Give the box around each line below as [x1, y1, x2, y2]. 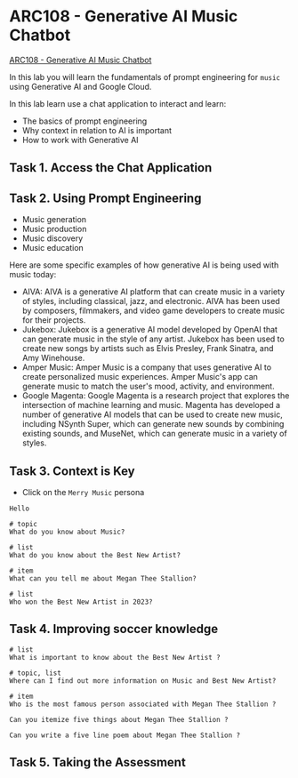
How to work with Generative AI [21, 134, 140, 145]
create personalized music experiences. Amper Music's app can [21, 372, 258, 382]
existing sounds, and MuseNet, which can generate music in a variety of [21, 429, 287, 439]
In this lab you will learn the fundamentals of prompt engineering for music [9, 71, 281, 82]
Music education [21, 243, 85, 253]
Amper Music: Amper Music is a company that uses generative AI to [21, 362, 272, 373]
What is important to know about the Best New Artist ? [9, 653, 221, 662]
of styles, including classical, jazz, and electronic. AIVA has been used [21, 296, 280, 307]
